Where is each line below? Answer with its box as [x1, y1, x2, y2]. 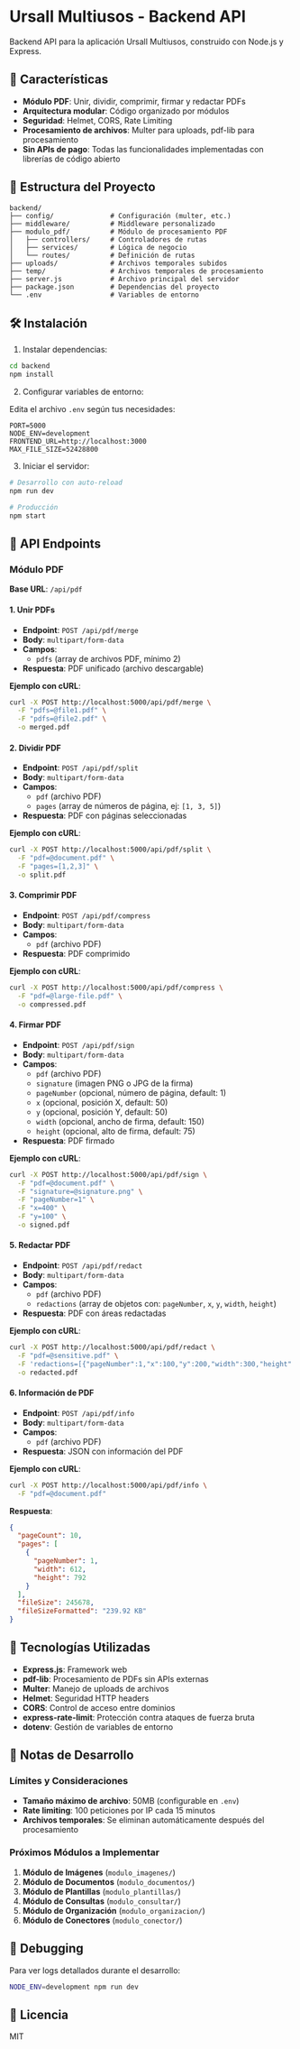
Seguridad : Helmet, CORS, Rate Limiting [22, 115, 173, 125]
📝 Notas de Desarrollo [9, 1748, 134, 1763]
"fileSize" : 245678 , [17, 1598, 95, 1607]
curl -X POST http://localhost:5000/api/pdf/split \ [9, 845, 212, 854]
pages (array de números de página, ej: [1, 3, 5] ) [35, 801, 222, 812]
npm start [9, 511, 47, 520]
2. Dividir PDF [9, 742, 61, 753]
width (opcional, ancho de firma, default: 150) [35, 1116, 205, 1126]
